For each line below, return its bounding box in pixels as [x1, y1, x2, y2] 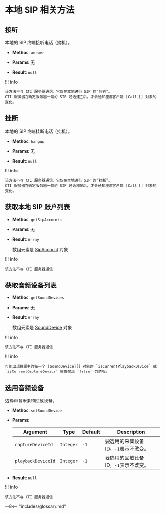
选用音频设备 [5, 384, 44, 392]
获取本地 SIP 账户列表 [5, 203, 70, 211]
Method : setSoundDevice [12, 407, 62, 413]
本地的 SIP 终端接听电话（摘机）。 [5, 40, 73, 45]
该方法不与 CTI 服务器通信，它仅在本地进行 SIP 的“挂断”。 [5, 178, 112, 183]
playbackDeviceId [14, 458, 55, 464]
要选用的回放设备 [105, 455, 144, 461]
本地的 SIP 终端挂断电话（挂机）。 [5, 128, 73, 134]
